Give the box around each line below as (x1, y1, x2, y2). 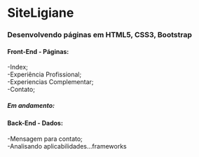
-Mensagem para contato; (7, 135, 83, 143)
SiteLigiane (7, 5, 74, 21)
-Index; (7, 63, 28, 71)
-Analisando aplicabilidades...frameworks (7, 142, 128, 150)
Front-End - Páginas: (7, 47, 69, 55)
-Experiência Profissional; (7, 70, 82, 78)
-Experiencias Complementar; (7, 78, 94, 86)
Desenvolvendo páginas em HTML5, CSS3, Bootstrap (7, 30, 193, 40)
